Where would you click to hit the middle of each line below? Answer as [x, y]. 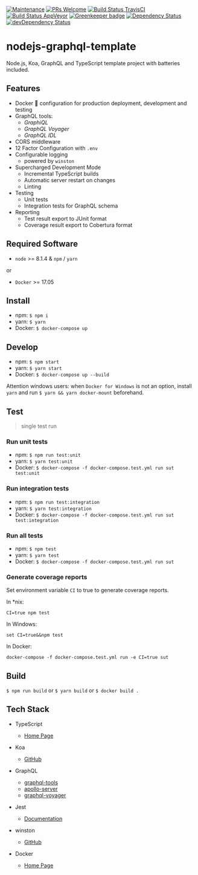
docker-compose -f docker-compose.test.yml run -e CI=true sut [88, 658]
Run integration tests [38, 489]
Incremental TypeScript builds [61, 173]
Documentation [43, 818]
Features [23, 88]
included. [18, 69]
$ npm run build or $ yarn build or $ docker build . [72, 690]
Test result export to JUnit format [65, 218]
